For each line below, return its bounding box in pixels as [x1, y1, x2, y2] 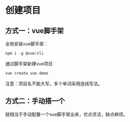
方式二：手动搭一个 [5, 97, 65, 105]
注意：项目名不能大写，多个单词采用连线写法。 [5, 80, 102, 87]
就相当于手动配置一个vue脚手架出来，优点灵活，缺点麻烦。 [5, 111, 128, 117]
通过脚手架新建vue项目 [5, 60, 53, 66]
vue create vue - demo [5, 70, 49, 76]
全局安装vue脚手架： [5, 41, 49, 47]
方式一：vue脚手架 [5, 26, 64, 35]
